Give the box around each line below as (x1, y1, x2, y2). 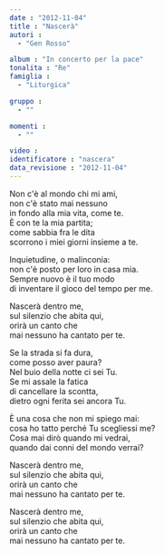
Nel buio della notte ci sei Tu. (9, 366, 118, 377)
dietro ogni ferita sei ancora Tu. (9, 395, 127, 406)
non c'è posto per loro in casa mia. (9, 263, 139, 274)
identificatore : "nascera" (9, 155, 116, 164)
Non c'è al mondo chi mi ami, (9, 188, 118, 199)
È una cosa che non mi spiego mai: (9, 412, 141, 423)
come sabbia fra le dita (9, 226, 95, 237)
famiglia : (9, 72, 51, 82)
